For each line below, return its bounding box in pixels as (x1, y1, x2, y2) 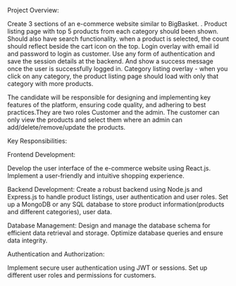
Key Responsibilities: (7, 137, 68, 145)
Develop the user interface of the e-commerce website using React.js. (7, 164, 211, 172)
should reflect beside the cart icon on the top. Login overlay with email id (7, 42, 220, 50)
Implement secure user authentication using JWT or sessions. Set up (7, 263, 208, 272)
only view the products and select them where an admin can (7, 116, 183, 124)
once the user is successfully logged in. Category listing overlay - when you (7, 65, 228, 73)
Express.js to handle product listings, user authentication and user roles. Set (7, 193, 229, 201)
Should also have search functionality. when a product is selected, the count (7, 35, 230, 43)
